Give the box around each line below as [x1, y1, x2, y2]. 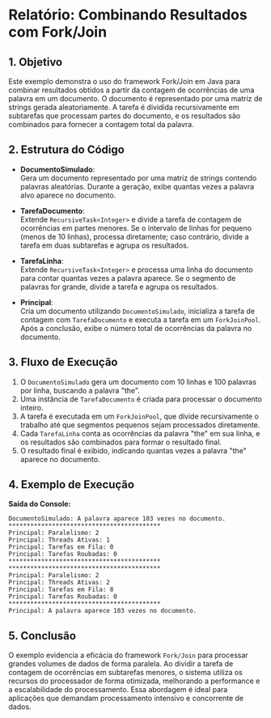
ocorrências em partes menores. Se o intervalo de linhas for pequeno [19, 223, 252, 232]
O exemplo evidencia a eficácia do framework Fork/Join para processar [8, 650, 248, 661]
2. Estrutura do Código [8, 143, 125, 157]
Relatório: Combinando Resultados [8, 6, 248, 24]
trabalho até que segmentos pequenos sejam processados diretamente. [19, 419, 260, 430]
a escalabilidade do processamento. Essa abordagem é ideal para [8, 685, 228, 695]
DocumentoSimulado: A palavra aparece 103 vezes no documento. [8, 515, 227, 523]
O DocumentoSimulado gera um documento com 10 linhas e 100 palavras [19, 376, 257, 386]
